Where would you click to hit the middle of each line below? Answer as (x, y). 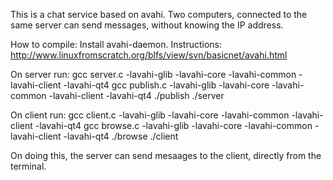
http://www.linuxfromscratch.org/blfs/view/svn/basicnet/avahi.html (149, 55)
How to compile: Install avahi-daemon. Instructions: (116, 44)
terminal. (28, 166)
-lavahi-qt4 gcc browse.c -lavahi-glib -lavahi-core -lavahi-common (173, 125)
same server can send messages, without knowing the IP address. (147, 25)
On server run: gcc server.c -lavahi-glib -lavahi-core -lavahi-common (153, 74)
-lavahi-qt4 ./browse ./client (121, 136)
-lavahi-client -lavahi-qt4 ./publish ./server (136, 95)
